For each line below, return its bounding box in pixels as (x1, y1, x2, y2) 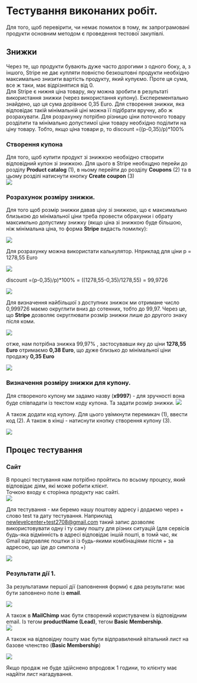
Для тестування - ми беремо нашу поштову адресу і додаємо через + (6, 506, 184, 513)
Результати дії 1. (6, 570, 56, 578)
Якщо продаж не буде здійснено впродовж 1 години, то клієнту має (6, 664, 178, 671)
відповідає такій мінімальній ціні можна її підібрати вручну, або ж (6, 106, 173, 113)
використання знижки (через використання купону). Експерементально (6, 94, 189, 101)
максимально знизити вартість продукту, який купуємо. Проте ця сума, (6, 75, 188, 82)
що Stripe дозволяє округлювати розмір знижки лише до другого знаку (6, 312, 188, 319)
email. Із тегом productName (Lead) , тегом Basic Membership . (6, 618, 163, 625)
